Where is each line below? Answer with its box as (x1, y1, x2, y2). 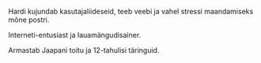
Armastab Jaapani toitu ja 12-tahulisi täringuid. (8, 46, 160, 54)
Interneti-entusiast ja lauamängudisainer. (8, 31, 142, 39)
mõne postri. (8, 15, 50, 24)
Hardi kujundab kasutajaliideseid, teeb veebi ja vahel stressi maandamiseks (8, 7, 254, 16)
